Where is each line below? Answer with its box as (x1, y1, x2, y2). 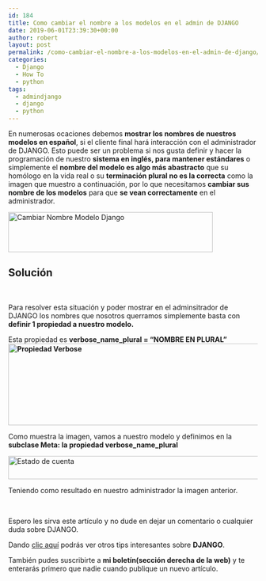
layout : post (8, 41, 51, 49)
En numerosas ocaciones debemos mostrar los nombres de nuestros (8, 129, 237, 139)
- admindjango (15, 93, 62, 101)
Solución (8, 266, 53, 279)
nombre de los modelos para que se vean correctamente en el (8, 188, 216, 197)
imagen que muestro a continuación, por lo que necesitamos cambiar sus (8, 180, 249, 188)
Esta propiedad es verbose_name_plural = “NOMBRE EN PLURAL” (8, 334, 227, 344)
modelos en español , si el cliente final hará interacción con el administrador (8, 138, 256, 146)
